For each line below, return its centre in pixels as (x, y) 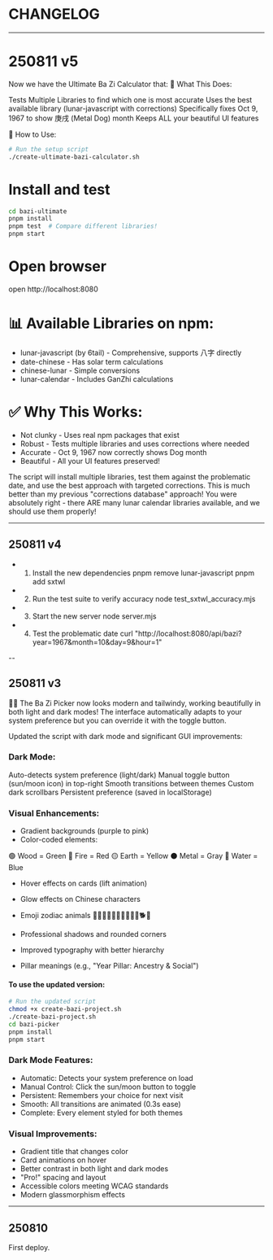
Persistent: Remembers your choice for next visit (102, 1095)
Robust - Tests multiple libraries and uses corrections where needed (135, 444)
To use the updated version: (57, 984)
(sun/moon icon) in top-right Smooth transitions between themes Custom (131, 783)
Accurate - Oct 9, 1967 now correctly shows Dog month (113, 452)
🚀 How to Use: (32, 134)
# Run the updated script (52, 1002)
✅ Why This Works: (76, 412)
